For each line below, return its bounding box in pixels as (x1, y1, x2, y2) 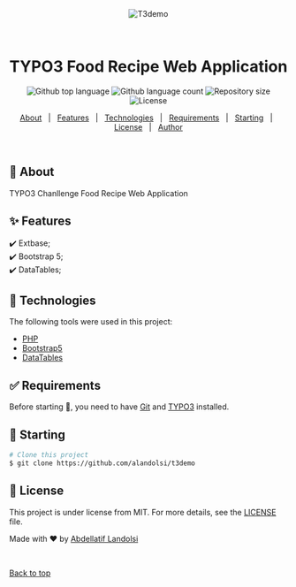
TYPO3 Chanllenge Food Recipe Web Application (9, 187, 188, 198)
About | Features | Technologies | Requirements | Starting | (19, 112, 273, 123)
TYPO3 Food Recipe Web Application (9, 57, 288, 77)
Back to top (9, 568, 51, 578)
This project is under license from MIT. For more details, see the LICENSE (9, 507, 277, 517)
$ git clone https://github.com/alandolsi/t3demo (9, 459, 196, 468)
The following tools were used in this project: (9, 316, 173, 327)
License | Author (113, 121, 184, 132)
